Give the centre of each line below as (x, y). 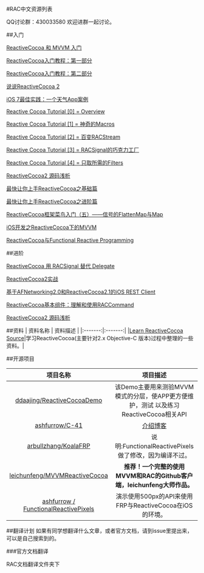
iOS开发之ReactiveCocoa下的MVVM (52, 227)
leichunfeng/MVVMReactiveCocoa (59, 475)
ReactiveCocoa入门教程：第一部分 (49, 60)
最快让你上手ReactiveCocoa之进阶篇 (52, 201)
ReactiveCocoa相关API (154, 414)
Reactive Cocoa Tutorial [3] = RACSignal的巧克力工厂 (73, 150)
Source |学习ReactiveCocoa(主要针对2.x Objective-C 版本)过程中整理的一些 (100, 338)
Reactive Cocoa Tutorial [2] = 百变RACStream (63, 137)
